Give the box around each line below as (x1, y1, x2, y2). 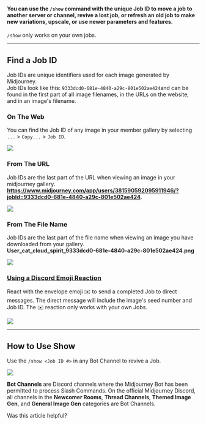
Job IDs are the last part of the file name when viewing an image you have (7, 233, 194, 241)
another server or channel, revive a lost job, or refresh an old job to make (7, 11, 195, 18)
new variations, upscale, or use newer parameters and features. (7, 18, 174, 25)
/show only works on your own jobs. (7, 31, 97, 39)
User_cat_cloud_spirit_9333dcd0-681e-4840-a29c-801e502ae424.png (7, 247, 194, 254)
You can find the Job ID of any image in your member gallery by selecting (7, 126, 193, 134)
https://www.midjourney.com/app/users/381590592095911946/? (7, 187, 179, 194)
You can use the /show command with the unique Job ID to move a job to (7, 5, 193, 12)
